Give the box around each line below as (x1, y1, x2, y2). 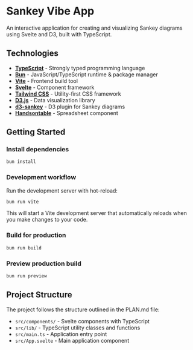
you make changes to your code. (6, 216, 88, 223)
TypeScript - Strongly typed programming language (14, 64, 145, 71)
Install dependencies (6, 145, 69, 154)
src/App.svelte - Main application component (14, 337, 130, 344)
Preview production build (6, 259, 81, 268)
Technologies (6, 48, 59, 59)
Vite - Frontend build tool (14, 77, 78, 84)
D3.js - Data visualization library (14, 96, 95, 104)
